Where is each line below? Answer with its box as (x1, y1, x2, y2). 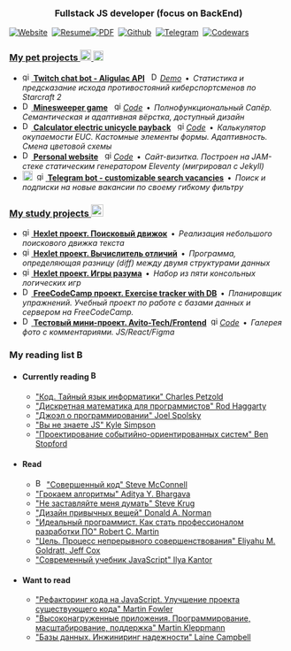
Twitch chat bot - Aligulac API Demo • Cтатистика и (33, 73, 245, 83)
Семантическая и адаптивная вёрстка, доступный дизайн (21, 111, 245, 122)
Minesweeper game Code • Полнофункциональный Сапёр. (33, 102, 272, 112)
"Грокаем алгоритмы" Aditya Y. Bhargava (34, 489, 191, 500)
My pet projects (9, 51, 79, 64)
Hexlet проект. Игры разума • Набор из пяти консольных (33, 268, 257, 279)
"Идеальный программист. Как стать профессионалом (34, 517, 245, 528)
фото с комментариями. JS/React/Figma (21, 326, 175, 337)
